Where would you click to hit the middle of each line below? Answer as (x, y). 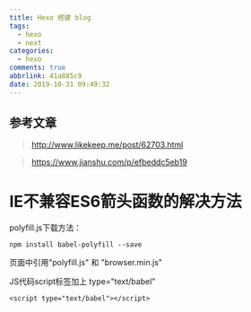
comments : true (38, 68)
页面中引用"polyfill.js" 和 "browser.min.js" (86, 263)
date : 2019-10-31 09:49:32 (60, 84)
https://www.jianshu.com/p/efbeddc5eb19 (109, 162)
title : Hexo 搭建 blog (50, 17)
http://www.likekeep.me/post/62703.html (107, 145)
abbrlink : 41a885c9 (46, 76)
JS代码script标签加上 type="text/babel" (82, 282)
